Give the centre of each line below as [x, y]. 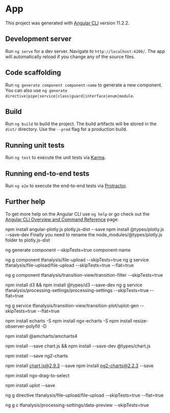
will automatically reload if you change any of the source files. [70, 56]
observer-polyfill [23, 326]
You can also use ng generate [36, 90]
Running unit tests [35, 145]
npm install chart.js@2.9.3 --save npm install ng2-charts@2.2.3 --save [79, 365]
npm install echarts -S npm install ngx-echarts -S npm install [69, 320]
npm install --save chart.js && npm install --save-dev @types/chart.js [78, 346]
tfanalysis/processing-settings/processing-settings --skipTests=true [77, 290]
